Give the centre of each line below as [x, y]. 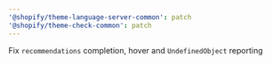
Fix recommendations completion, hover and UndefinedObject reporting [136, 50]
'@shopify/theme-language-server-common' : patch [100, 17]
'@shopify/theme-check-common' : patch [80, 25]
